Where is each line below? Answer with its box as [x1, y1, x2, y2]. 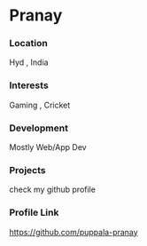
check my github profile [9, 184, 96, 195]
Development [9, 122, 69, 134]
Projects [9, 164, 46, 176]
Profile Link [9, 206, 59, 218]
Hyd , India [9, 57, 49, 67]
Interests [9, 79, 49, 91]
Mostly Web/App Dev [9, 142, 87, 153]
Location [9, 37, 49, 50]
